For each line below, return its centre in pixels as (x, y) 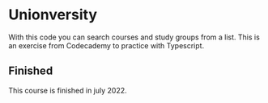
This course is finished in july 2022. (68, 90)
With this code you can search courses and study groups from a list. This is (134, 37)
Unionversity (53, 15)
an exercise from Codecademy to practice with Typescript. (106, 45)
